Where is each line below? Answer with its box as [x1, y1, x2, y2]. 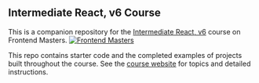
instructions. [8, 67, 49, 77]
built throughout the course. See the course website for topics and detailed [8, 59, 251, 68]
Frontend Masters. [8, 35, 68, 45]
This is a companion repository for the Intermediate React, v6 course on [8, 27, 241, 36]
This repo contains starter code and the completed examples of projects [8, 50, 243, 60]
